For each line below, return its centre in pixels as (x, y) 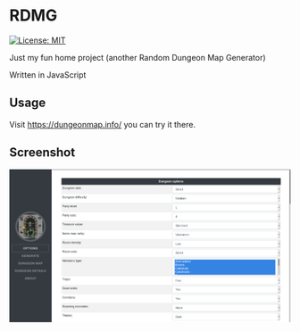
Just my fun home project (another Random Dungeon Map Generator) (137, 57)
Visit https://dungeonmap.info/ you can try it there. (103, 124)
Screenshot (42, 153)
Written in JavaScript (48, 75)
